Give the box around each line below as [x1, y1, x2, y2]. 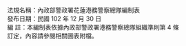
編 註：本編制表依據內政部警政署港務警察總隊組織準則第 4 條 [7, 23, 179, 31]
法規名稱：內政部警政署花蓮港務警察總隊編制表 [7, 6, 140, 14]
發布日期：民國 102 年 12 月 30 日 [7, 14, 102, 23]
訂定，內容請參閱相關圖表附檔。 [7, 32, 98, 40]
